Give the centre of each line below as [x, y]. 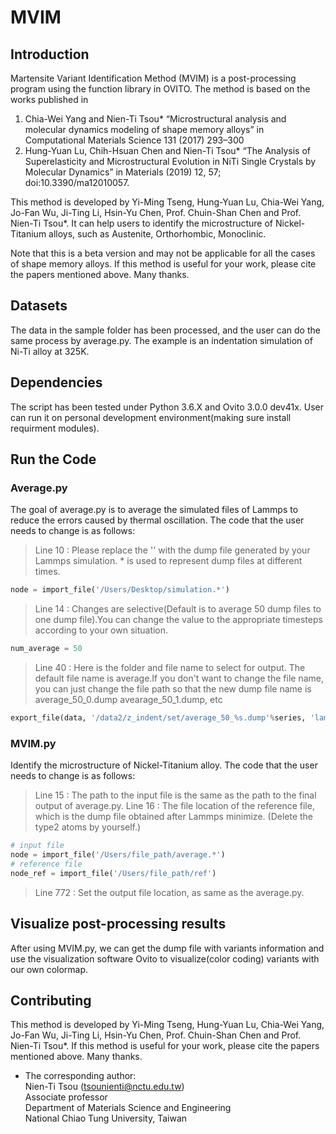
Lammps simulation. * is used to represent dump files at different [168, 561]
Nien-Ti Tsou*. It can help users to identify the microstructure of [142, 223]
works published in [49, 99]
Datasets [39, 306]
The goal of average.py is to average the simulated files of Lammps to [154, 510]
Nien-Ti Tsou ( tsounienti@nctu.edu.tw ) [104, 1087]
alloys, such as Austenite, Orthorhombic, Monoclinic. [157, 234]
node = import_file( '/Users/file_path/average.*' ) [118, 855]
